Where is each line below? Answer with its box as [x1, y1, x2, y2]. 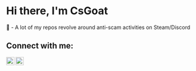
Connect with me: [6, 41, 74, 51]
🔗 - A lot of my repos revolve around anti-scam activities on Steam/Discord [6, 24, 191, 31]
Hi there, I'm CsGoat [6, 4, 108, 18]
